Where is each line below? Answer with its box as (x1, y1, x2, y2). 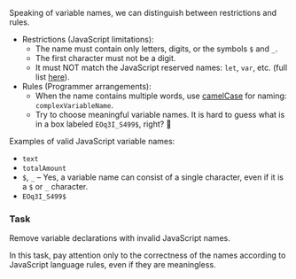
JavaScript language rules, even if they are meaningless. (9, 260, 216, 270)
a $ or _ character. (21, 182, 89, 191)
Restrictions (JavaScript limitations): (21, 35, 154, 44)
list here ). (35, 72, 70, 82)
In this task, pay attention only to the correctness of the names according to (9, 250, 286, 260)
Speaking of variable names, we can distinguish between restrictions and (9, 8, 277, 18)
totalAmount (21, 164, 66, 173)
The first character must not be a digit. (35, 53, 176, 63)
